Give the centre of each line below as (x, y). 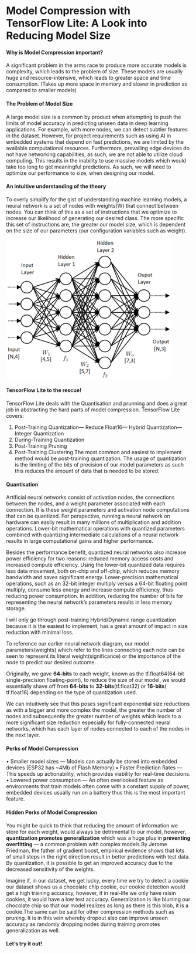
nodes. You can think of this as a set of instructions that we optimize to (92, 212)
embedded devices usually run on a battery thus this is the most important (96, 793)
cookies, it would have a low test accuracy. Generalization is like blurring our (98, 899)
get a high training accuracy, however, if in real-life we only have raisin (91, 893)
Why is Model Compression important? (55, 52)
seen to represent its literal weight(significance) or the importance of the (94, 656)
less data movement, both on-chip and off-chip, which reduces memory (93, 571)
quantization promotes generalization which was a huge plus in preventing (98, 838)
